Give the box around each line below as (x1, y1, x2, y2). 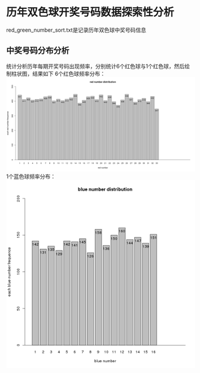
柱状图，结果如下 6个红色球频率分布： (11, 70, 106, 77)
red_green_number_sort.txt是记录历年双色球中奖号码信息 (6, 26, 147, 33)
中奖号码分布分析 (6, 45, 69, 56)
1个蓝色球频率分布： (6, 173, 56, 180)
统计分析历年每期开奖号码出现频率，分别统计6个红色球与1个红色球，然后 (6, 62, 185, 69)
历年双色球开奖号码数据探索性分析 (6, 5, 175, 19)
